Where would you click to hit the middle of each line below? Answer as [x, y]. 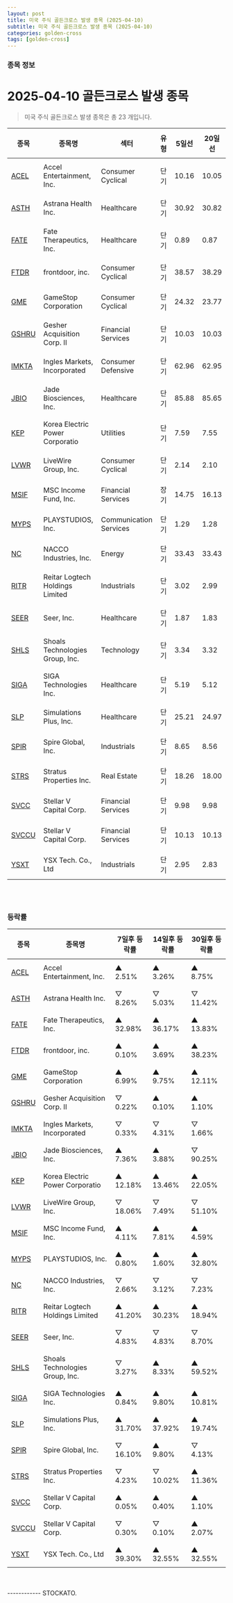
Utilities [113, 433]
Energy [113, 553]
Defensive [117, 370]
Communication [127, 520]
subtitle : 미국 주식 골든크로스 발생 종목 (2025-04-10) [80, 26]
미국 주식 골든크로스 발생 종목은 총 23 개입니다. [88, 117]
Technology [120, 650]
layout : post [26, 14]
